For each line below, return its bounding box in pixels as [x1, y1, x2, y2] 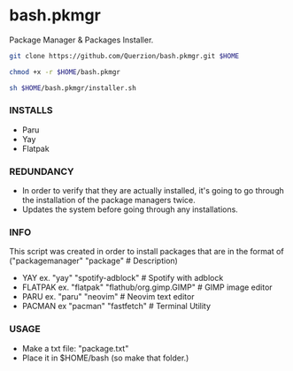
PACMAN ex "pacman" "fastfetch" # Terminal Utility [21, 301, 211, 312]
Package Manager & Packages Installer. [9, 34, 154, 45]
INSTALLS [9, 104, 53, 117]
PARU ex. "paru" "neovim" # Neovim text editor [21, 291, 195, 302]
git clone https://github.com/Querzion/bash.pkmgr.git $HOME [9, 51, 240, 60]
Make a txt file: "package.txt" [21, 343, 129, 353]
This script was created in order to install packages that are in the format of [9, 246, 285, 257]
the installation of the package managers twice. [21, 195, 197, 206]
